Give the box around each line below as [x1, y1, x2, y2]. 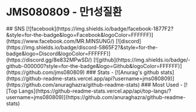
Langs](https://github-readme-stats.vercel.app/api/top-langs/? [18, 87, 172, 94]
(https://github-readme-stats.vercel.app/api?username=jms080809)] [6, 74, 175, 82]
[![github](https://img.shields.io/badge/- [93, 56, 191, 63]
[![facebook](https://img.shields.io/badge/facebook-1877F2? [26, 25, 174, 32]
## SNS [6, 25, 25, 32]
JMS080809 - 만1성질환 [6, 5, 122, 19]
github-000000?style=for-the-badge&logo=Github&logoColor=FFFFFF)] [6, 62, 182, 69]
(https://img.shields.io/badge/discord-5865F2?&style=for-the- [6, 43, 158, 50]
